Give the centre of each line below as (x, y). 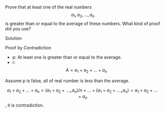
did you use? (18, 28)
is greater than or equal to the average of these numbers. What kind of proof (83, 23)
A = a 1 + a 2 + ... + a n (86, 70)
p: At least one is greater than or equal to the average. (67, 57)
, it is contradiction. (25, 105)
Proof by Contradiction (28, 47)
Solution (14, 38)
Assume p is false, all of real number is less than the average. (67, 81)
